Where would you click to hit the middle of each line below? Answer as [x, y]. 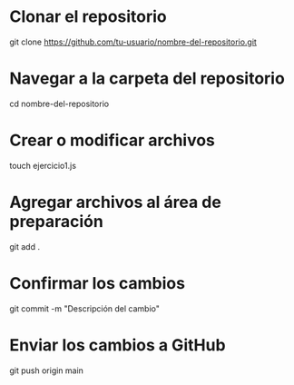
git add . [25, 246]
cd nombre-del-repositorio [59, 104]
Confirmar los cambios [98, 283]
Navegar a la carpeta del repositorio [147, 79]
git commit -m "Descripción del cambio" [85, 308]
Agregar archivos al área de [116, 202]
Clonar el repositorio [88, 17]
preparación [57, 222]
